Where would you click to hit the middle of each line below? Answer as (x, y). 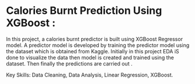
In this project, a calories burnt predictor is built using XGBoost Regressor (94, 39)
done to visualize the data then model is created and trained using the (90, 57)
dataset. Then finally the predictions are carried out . (69, 63)
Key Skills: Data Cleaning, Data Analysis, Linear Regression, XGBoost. (90, 75)
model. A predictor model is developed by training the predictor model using (98, 45)
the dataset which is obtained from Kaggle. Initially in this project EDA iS (93, 51)
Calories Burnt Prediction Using (84, 11)
